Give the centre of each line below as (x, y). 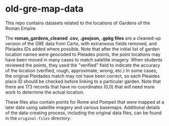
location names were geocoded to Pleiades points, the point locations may (83, 54)
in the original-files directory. (38, 118)
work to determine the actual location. (45, 92)
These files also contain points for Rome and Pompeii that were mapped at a (85, 102)
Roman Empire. (21, 28)
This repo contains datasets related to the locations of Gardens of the (78, 23)
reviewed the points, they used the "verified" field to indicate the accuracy (83, 65)
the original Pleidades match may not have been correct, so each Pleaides (83, 76)
